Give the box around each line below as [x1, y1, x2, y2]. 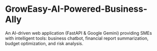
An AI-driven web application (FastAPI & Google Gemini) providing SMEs [5, 30, 152, 36]
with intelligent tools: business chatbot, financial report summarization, [5, 35, 149, 41]
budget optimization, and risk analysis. [5, 40, 84, 46]
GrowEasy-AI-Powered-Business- [5, 3, 148, 15]
